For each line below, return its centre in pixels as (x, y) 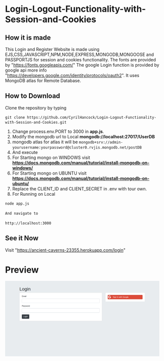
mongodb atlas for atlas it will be (45, 142)
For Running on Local (34, 194)
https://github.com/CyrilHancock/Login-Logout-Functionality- (92, 117)
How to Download (33, 96)
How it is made (28, 38)
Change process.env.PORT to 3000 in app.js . (58, 131)
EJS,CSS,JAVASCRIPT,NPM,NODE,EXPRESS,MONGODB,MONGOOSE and (80, 54)
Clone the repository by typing (36, 108)
